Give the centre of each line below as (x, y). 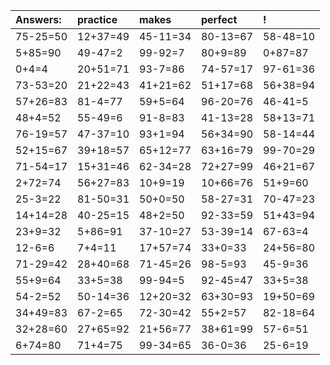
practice (97, 19)
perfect (219, 19)
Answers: (38, 19)
